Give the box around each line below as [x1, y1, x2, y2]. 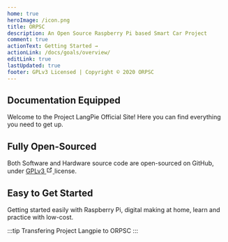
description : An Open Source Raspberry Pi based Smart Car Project [7, 29, 208, 37]
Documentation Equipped [7, 94, 121, 106]
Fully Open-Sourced [7, 140, 97, 152]
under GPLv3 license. [7, 167, 77, 175]
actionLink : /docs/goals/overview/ [7, 50, 111, 56]
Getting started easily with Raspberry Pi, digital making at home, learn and [7, 205, 221, 213]
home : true [7, 10, 39, 17]
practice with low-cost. [7, 213, 74, 221]
